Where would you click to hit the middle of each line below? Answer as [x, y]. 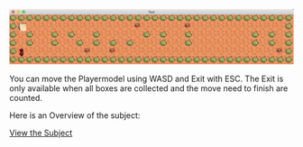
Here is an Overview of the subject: [75, 115]
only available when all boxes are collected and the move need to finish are [149, 88]
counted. [26, 97]
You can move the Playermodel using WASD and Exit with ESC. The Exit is [147, 78]
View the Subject [41, 133]
